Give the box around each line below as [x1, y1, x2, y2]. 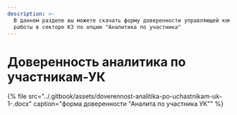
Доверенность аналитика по [7, 54, 186, 70]
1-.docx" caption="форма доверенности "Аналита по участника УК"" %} [7, 99, 224, 108]
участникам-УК [7, 68, 106, 85]
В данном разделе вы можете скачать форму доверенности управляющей [13, 17, 219, 24]
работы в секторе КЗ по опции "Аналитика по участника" [13, 23, 181, 30]
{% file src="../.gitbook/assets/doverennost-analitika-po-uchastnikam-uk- [7, 92, 222, 101]
